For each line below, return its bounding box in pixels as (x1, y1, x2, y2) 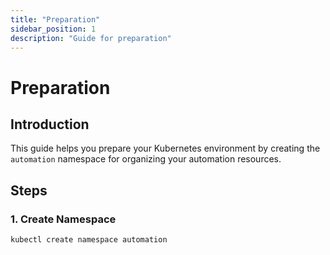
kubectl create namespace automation (10, 235, 168, 245)
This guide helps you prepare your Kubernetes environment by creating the (10, 142, 321, 155)
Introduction (10, 116, 90, 133)
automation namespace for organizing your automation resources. (10, 153, 282, 165)
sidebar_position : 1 (10, 24, 97, 34)
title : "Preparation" (10, 14, 101, 25)
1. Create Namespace (10, 212, 117, 226)
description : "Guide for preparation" (10, 33, 172, 43)
